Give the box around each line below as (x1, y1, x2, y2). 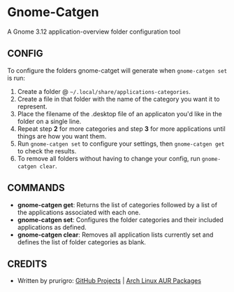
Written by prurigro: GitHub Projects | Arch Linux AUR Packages (17, 277, 201, 285)
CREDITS (7, 258, 47, 270)
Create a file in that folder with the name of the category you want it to (17, 95, 220, 103)
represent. (17, 102, 47, 111)
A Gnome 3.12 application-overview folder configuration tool (7, 27, 181, 36)
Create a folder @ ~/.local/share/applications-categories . (17, 87, 191, 95)
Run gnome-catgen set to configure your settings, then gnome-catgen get (17, 139, 225, 148)
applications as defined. (17, 223, 87, 231)
